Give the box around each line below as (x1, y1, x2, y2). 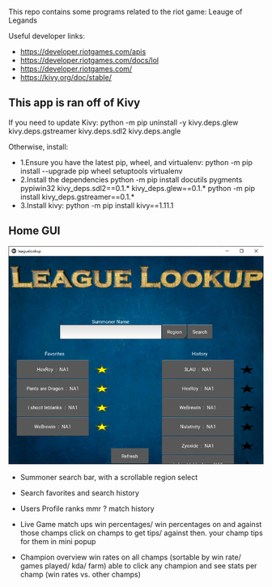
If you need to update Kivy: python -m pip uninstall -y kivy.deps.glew (8, 117, 239, 127)
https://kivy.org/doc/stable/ (19, 73, 112, 82)
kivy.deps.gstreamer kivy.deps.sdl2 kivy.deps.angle (8, 125, 181, 136)
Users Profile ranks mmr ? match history (19, 504, 155, 513)
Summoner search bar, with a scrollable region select (19, 473, 198, 483)
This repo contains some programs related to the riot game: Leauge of (8, 7, 243, 16)
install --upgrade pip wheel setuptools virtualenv (19, 166, 183, 176)
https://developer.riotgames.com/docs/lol (19, 56, 159, 65)
